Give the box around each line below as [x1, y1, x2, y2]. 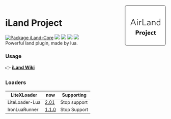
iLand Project [5, 17, 63, 29]
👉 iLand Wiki [5, 64, 35, 70]
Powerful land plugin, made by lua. [5, 40, 78, 46]
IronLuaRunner [7, 106, 39, 112]
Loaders [5, 79, 26, 86]
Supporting [62, 92, 87, 98]
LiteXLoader [11, 92, 37, 98]
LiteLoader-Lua [7, 99, 41, 105]
